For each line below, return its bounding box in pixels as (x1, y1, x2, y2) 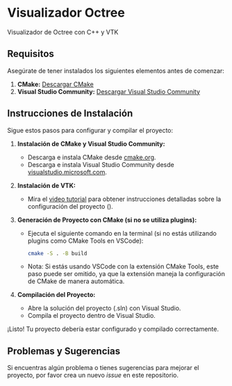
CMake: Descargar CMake (17, 80, 94, 88)
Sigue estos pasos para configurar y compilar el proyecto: (7, 126, 174, 134)
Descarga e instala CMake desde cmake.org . (27, 153, 156, 161)
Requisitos (7, 48, 54, 60)
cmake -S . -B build (27, 250, 88, 257)
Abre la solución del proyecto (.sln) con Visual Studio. (27, 304, 181, 312)
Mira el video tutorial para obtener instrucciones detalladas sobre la (27, 195, 222, 203)
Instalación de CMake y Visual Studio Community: (17, 139, 165, 147)
